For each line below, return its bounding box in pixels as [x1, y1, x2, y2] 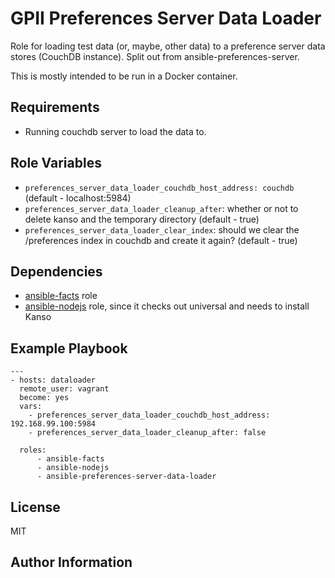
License [10, 498, 61, 516]
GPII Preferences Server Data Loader [10, 7, 322, 30]
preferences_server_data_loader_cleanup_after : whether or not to [24, 202, 299, 214]
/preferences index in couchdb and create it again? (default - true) [24, 234, 298, 246]
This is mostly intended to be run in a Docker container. [10, 70, 238, 82]
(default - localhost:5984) [24, 192, 132, 204]
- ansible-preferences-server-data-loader [36, 472, 217, 482]
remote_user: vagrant [19, 384, 110, 394]
